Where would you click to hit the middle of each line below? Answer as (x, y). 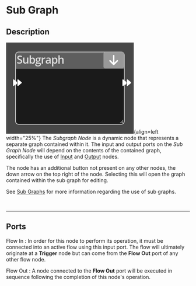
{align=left (146, 132)
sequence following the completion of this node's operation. (78, 277)
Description (28, 32)
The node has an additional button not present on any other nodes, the (91, 168)
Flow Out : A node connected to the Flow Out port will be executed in (89, 271)
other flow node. (26, 259)
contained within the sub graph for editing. (57, 180)
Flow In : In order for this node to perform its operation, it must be (85, 240)
